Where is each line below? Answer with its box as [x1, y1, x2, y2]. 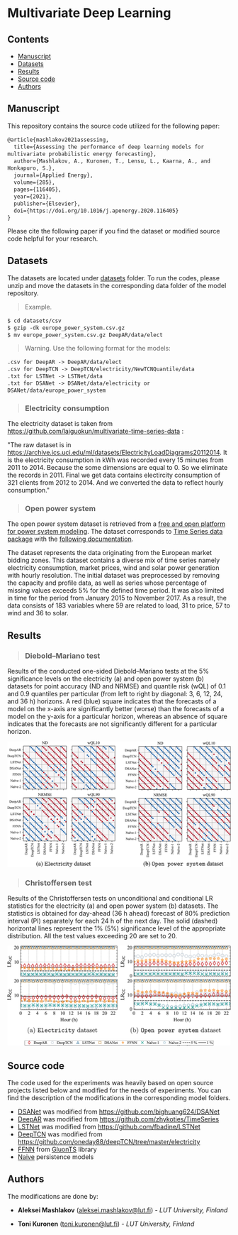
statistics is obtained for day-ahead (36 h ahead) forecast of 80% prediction [7, 909, 230, 918]
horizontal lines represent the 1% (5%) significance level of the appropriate [7, 924, 226, 933]
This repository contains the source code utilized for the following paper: [7, 121, 220, 130]
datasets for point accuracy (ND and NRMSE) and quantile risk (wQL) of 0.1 [7, 681, 227, 690]
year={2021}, [13, 193, 52, 200]
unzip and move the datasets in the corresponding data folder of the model [7, 281, 227, 290]
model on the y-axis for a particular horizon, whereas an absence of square [7, 712, 228, 720]
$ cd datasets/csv [7, 317, 62, 324]
